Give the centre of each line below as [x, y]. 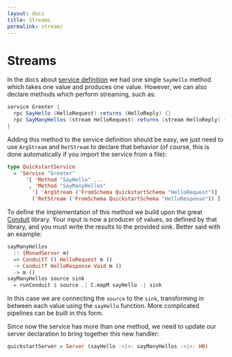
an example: [25, 234]
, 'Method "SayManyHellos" [68, 186]
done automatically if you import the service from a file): [87, 154]
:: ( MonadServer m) [41, 253]
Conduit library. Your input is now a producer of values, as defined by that [112, 220]
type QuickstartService [41, 166]
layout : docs [26, 13]
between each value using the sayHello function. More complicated [103, 306]
